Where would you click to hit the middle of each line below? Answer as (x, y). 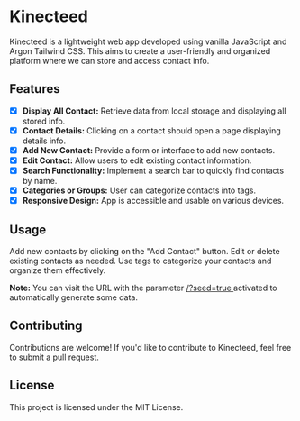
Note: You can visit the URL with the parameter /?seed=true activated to (143, 288)
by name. (40, 181)
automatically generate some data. (73, 297)
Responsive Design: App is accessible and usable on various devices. (153, 201)
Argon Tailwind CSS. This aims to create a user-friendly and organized (140, 50)
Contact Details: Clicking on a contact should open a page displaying (151, 130)
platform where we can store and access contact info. (109, 60)
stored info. (44, 121)
